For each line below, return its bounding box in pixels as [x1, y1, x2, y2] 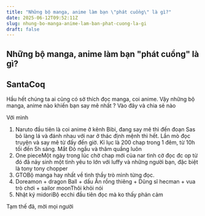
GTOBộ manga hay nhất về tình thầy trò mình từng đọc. [15, 171, 155, 179]
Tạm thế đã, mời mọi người [6, 203, 74, 210]
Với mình [6, 114, 29, 121]
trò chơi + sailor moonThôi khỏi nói [15, 185, 103, 192]
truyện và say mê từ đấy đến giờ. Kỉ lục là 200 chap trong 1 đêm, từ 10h [15, 139, 195, 146]
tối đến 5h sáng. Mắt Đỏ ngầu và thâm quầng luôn [15, 145, 142, 153]
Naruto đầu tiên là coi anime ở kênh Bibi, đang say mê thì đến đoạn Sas [15, 126, 196, 133]
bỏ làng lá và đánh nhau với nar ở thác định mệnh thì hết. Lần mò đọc [15, 133, 191, 140]
